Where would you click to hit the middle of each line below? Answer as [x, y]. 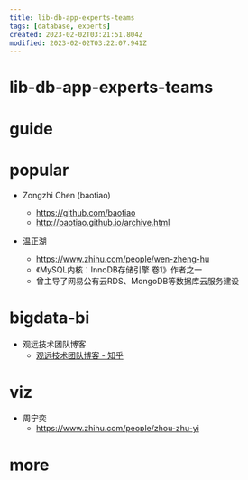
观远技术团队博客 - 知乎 [79, 355]
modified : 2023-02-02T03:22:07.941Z [78, 43]
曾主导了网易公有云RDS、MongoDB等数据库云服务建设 [138, 281]
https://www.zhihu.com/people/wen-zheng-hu [123, 259]
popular [39, 170]
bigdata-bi [50, 318]
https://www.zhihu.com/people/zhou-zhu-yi [118, 429]
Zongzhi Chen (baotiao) [66, 195]
